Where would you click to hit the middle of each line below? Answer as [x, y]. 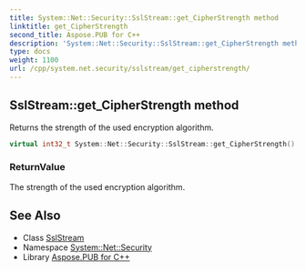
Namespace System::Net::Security [87, 247]
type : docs [30, 52]
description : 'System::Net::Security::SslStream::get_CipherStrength [144, 43]
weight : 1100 [34, 60]
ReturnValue [37, 167]
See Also [35, 216]
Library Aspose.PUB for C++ [76, 256]
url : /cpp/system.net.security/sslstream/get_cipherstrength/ [130, 69]
